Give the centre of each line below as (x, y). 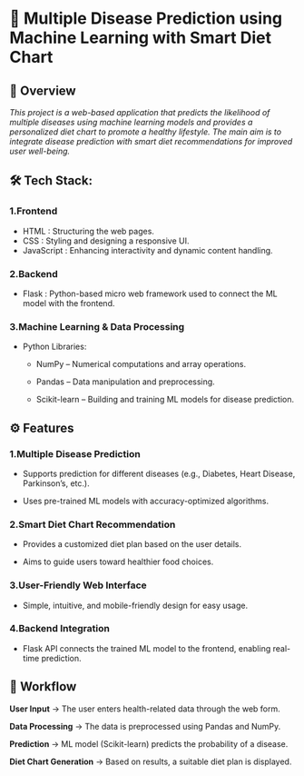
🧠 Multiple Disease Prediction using (146, 19)
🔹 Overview (43, 90)
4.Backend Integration (60, 629)
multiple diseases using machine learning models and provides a (131, 122)
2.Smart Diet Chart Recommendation (93, 524)
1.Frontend (34, 211)
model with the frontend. (69, 303)
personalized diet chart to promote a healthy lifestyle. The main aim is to (146, 132)
